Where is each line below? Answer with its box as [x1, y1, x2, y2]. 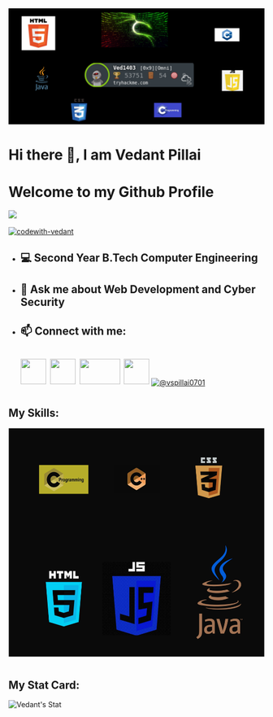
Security [19, 295, 65, 309]
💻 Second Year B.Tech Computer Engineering [19, 251, 258, 265]
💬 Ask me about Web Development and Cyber [19, 282, 256, 296]
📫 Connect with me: [19, 324, 127, 338]
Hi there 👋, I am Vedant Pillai [8, 146, 201, 164]
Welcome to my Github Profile [8, 182, 214, 201]
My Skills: [8, 406, 59, 420]
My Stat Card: [8, 678, 80, 692]
